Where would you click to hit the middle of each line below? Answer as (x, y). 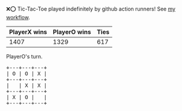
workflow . (18, 17)
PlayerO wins (72, 32)
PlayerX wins (28, 32)
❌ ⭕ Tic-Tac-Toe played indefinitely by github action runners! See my (91, 9)
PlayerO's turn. (24, 56)
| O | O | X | (27, 74)
